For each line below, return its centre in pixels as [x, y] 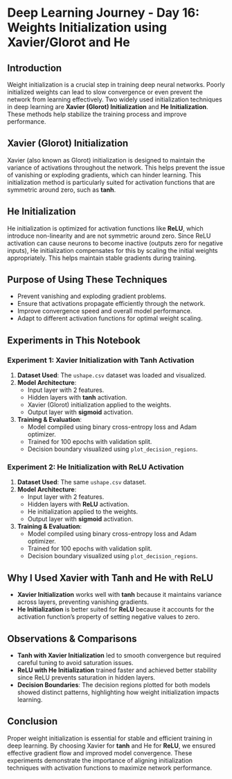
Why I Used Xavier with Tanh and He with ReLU [110, 578]
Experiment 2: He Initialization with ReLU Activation [96, 467]
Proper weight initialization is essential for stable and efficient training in [110, 738]
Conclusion [33, 722]
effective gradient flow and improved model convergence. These [100, 753]
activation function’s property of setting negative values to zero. [108, 617]
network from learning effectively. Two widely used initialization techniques [115, 99]
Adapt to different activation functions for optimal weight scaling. [110, 318]
